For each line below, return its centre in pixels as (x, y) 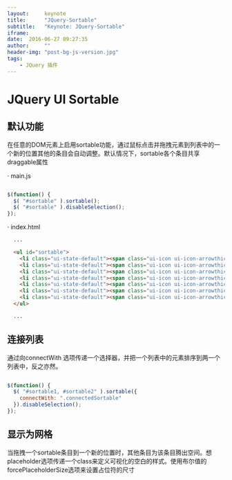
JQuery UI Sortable (63, 99)
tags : (15, 59)
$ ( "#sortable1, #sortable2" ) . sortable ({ (75, 392)
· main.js (19, 176)
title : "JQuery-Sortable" (52, 20)
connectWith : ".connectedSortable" (71, 398)
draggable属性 (28, 162)
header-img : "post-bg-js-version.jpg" (63, 53)
